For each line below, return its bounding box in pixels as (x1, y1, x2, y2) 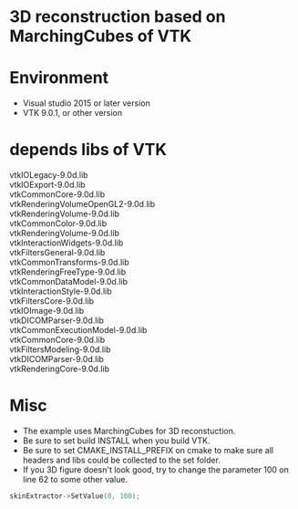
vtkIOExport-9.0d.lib (9, 180, 86, 191)
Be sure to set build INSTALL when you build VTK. (22, 435, 211, 446)
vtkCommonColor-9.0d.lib (9, 218, 108, 229)
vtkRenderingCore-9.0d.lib (9, 363, 110, 375)
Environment (9, 68, 109, 88)
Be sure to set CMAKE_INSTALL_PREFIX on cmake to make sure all (22, 445, 274, 455)
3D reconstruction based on (9, 6, 226, 27)
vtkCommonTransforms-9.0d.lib (9, 257, 129, 268)
